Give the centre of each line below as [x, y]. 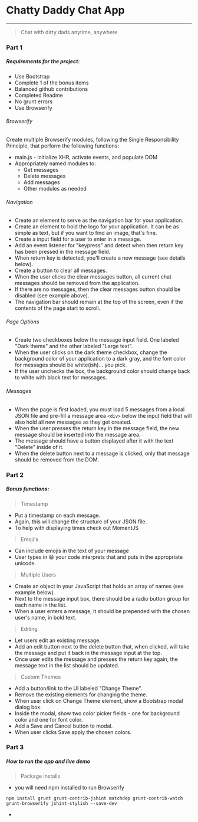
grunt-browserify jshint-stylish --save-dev [62, 804]
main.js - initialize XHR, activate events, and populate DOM [86, 158]
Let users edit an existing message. [58, 640]
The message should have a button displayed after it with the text [94, 441]
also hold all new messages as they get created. [73, 422]
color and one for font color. [49, 719]
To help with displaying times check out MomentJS [77, 528]
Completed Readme [39, 95]
